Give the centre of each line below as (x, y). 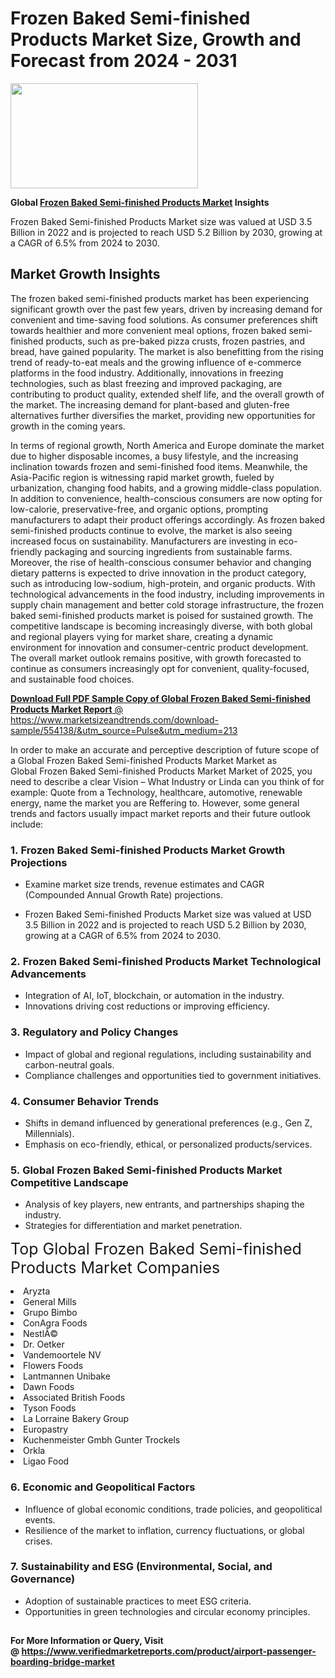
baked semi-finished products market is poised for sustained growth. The (162, 615)
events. (40, 1519)
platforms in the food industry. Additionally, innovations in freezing (147, 373)
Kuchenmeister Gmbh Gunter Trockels (102, 1440)
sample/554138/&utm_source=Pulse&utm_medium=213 (124, 730)
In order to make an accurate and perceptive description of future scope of (165, 749)
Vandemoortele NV (62, 1355)
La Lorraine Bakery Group (76, 1419)
